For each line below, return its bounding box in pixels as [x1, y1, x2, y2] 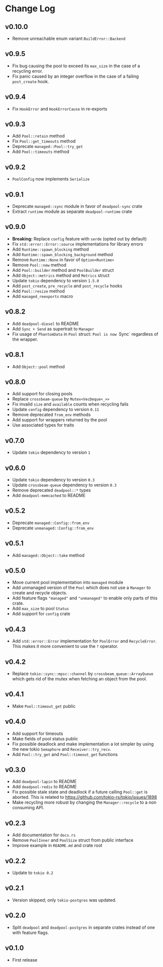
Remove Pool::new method [12, 262, 67, 268]
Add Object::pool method [12, 363, 65, 369]
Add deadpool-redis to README [12, 784, 77, 790]
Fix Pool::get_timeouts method [12, 138, 76, 144]
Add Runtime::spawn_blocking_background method [12, 251, 114, 257]
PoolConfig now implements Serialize [12, 176, 90, 182]
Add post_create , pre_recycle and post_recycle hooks [12, 283, 122, 289]
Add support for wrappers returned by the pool [12, 417, 107, 423]
